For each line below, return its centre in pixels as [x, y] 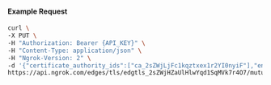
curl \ [19, 28]
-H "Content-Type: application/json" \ [75, 51]
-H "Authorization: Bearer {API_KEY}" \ [77, 43]
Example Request [38, 11]
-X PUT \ [22, 36]
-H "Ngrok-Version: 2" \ [49, 58]
